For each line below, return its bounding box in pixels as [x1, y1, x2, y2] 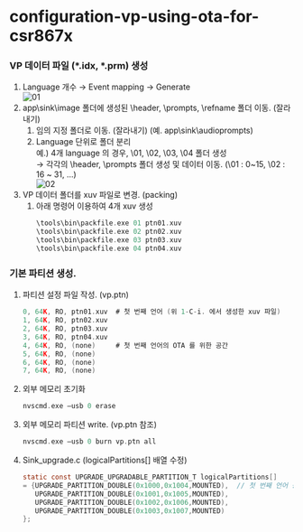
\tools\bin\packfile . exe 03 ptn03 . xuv [35, 236, 182, 245]
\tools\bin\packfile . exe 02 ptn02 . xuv [35, 228, 182, 237]
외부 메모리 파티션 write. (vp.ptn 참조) [22, 419, 158, 430]
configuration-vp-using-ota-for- [9, 6, 260, 27]
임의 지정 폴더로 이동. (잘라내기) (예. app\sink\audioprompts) [35, 125, 254, 136]
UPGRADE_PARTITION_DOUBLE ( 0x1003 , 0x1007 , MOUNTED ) [34, 506, 225, 516]
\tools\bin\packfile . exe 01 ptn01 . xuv [35, 219, 182, 228]
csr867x [9, 25, 74, 46]
